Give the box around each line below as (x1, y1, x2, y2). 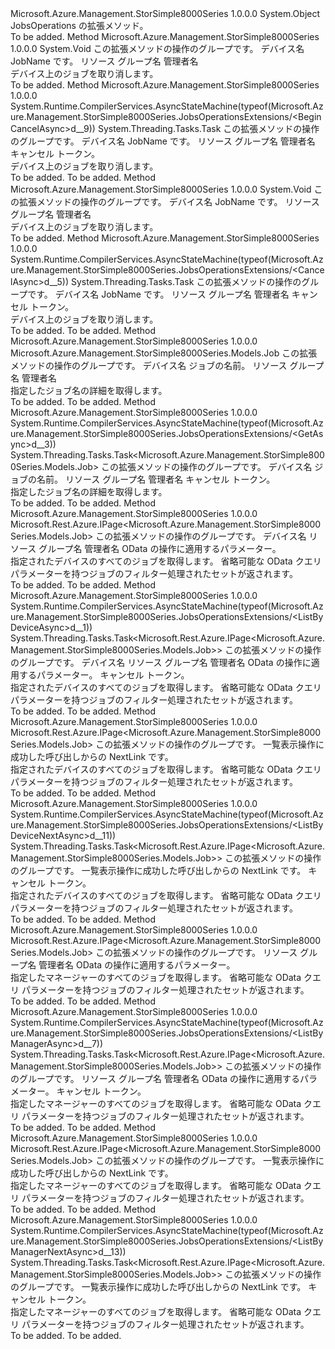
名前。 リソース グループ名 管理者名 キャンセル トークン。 (36, 473, 276, 485)
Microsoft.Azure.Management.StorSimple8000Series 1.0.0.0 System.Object (10, 8, 321, 19)
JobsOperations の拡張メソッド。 (10, 20, 149, 31)
